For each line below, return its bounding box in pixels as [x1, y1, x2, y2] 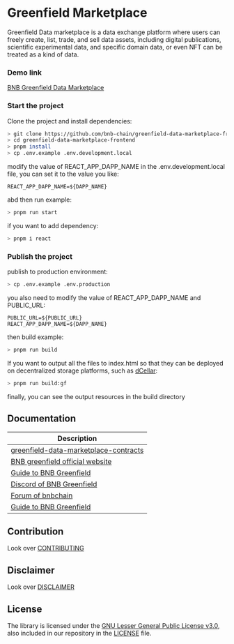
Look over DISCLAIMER [7, 583, 75, 591]
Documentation [7, 413, 77, 425]
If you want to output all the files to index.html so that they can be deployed [7, 359, 224, 367]
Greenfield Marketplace [7, 5, 148, 21]
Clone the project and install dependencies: [7, 117, 132, 125]
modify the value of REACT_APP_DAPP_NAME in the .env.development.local [7, 163, 225, 171]
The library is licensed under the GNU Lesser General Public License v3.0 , [7, 621, 220, 629]
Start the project [7, 101, 64, 111]
